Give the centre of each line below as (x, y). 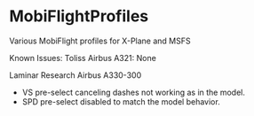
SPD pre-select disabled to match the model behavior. (121, 101)
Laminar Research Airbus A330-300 (75, 75)
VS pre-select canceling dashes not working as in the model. (134, 92)
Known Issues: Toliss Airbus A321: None (83, 58)
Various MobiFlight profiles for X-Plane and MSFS (100, 41)
